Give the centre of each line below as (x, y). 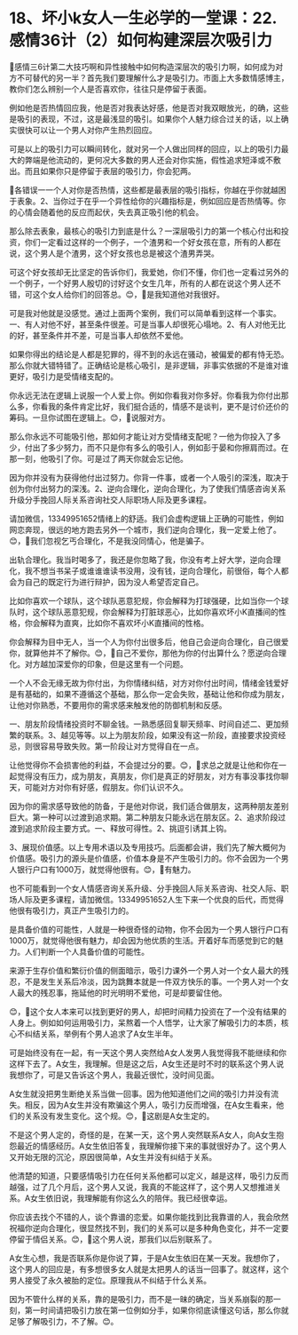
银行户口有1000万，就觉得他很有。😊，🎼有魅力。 (106, 869)
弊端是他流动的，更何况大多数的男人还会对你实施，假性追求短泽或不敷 (153, 160)
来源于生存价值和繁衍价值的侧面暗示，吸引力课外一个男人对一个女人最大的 (145, 970)
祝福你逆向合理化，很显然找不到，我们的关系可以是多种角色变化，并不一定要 (149, 1228)
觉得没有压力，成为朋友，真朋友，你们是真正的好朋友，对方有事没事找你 (149, 776)
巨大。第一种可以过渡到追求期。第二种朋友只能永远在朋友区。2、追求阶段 (144, 817)
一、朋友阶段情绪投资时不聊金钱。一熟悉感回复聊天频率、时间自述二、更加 (145, 724)
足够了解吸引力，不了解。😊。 (64, 1321)
